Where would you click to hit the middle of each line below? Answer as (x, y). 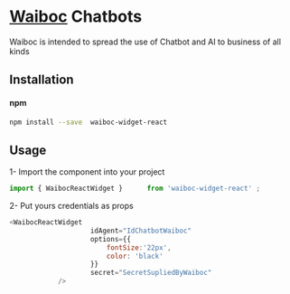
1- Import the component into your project (87, 172)
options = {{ (110, 239)
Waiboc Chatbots (76, 17)
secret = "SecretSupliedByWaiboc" (151, 273)
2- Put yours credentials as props (71, 206)
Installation (42, 80)
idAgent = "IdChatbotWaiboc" (141, 231)
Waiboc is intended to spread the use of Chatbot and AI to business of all (145, 42)
